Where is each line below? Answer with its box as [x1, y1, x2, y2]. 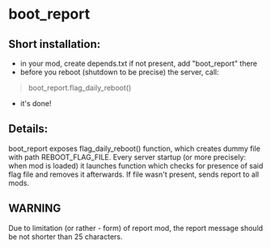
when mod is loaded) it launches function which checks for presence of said [8, 160, 264, 170]
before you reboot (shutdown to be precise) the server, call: [19, 67, 219, 77]
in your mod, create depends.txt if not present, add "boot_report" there [19, 58, 257, 68]
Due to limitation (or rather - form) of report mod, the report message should [8, 223, 264, 233]
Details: [8, 122, 49, 136]
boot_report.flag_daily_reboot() [28, 83, 132, 92]
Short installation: [8, 37, 101, 51]
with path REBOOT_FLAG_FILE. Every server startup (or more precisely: [8, 152, 247, 162]
